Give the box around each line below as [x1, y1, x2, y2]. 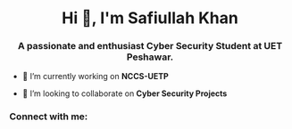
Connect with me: [9, 110, 88, 123]
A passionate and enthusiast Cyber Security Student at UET [17, 40, 283, 52]
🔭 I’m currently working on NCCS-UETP [21, 71, 170, 82]
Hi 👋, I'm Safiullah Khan [62, 8, 238, 28]
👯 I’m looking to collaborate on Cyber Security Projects [21, 88, 228, 99]
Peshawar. [126, 51, 174, 63]
